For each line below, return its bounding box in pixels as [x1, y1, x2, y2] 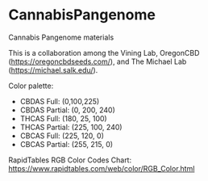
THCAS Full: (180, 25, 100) [19, 113, 107, 123]
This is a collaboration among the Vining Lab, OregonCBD [8, 48, 200, 57]
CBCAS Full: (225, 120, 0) [19, 131, 105, 141]
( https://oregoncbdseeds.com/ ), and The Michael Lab [8, 57, 187, 66]
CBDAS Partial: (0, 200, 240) [19, 105, 115, 115]
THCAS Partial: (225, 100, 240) [19, 122, 123, 132]
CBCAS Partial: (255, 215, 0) [19, 139, 114, 149]
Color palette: [8, 81, 54, 90]
